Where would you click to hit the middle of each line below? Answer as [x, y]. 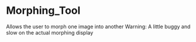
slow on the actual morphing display [50, 32]
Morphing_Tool [43, 11]
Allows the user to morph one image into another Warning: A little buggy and [98, 26]
